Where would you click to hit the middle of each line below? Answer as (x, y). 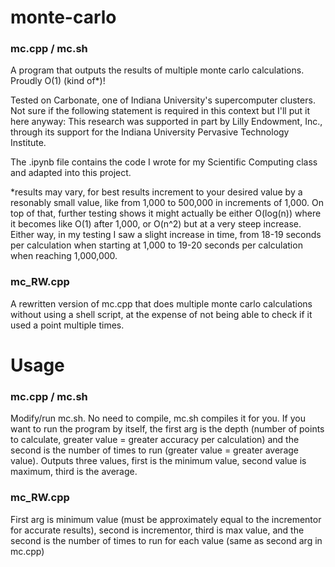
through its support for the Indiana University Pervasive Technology (150, 132)
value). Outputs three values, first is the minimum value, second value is (158, 461)
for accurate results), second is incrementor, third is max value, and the (157, 530)
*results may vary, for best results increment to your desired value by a (156, 192)
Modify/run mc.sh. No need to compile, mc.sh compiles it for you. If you (158, 418)
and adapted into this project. (71, 173)
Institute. (28, 143)
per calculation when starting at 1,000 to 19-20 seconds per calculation (156, 245)
